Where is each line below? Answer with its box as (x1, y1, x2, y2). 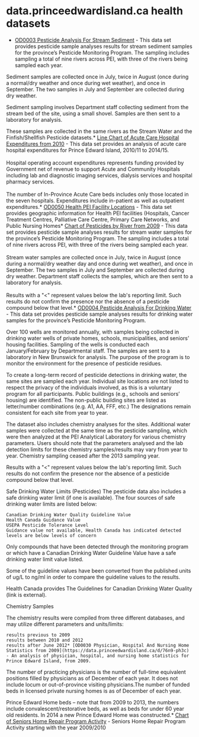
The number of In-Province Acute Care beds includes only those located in (6, 190, 189, 198)
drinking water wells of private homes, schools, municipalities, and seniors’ (6, 334, 190, 342)
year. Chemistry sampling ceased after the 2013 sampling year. (6, 452, 160, 459)
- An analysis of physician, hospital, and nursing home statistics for (6, 653, 190, 659)
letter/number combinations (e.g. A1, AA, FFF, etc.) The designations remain (6, 402, 191, 410)
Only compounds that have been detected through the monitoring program (6, 543, 188, 550)
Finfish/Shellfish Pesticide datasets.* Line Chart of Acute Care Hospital (6, 134, 179, 141)
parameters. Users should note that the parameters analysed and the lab (6, 439, 184, 446)
